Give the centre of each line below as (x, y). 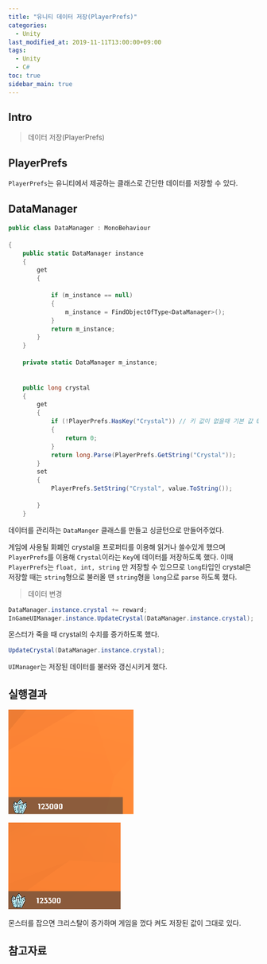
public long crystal (56, 388)
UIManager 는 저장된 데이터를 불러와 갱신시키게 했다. (88, 667)
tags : (17, 51)
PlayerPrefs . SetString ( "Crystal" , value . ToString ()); (141, 489)
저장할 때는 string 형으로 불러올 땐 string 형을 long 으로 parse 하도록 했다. (123, 577)
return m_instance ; (83, 329)
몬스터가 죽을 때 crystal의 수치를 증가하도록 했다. (84, 634)
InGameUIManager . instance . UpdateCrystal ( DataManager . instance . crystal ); (131, 618)
